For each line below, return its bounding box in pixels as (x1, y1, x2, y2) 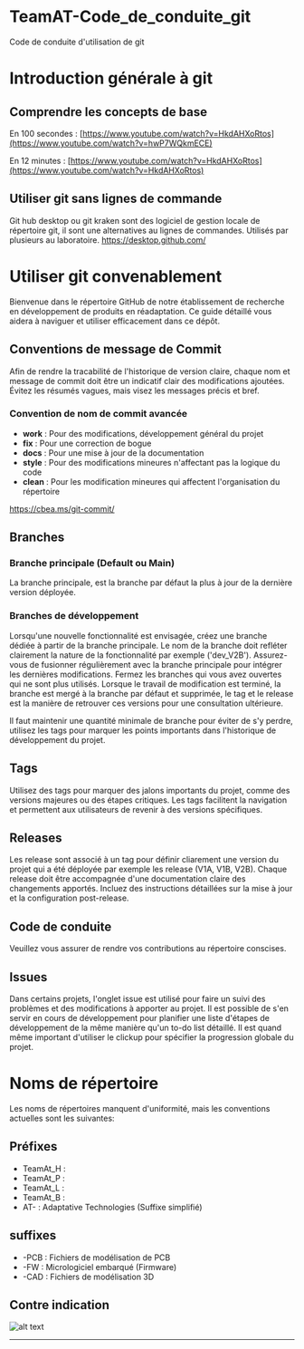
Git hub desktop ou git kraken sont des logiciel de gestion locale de (9, 215, 261, 226)
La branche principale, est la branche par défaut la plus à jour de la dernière (9, 577, 292, 588)
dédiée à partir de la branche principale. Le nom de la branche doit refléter (9, 640, 288, 650)
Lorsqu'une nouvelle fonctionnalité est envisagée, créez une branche (9, 630, 268, 641)
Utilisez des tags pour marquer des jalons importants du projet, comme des (9, 785, 290, 795)
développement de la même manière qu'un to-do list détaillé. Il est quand (9, 1022, 282, 1034)
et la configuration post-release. (9, 892, 129, 903)
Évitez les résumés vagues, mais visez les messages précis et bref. (9, 385, 260, 396)
